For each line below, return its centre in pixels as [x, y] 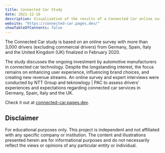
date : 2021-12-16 [23, 14]
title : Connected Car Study [34, 10]
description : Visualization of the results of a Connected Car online [79, 19]
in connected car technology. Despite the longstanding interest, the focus [80, 67]
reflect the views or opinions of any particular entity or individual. [71, 145]
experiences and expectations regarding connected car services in [73, 88]
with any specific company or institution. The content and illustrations [76, 135]
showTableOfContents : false [34, 28]
